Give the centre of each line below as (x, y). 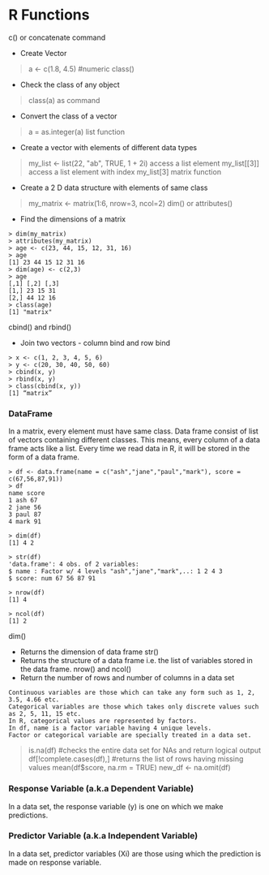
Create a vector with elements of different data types (108, 147)
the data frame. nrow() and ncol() (76, 669)
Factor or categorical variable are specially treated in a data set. (130, 735)
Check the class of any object (70, 84)
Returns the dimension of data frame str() (90, 652)
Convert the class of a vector (68, 116)
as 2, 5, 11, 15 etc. (45, 714)
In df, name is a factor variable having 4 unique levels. (110, 728)
